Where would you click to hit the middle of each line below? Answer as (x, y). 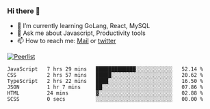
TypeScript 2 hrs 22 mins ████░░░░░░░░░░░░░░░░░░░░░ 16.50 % (105, 82)
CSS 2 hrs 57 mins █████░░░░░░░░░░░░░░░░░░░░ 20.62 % (105, 75)
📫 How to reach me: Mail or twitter (66, 41)
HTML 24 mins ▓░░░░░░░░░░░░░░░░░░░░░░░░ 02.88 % (105, 93)
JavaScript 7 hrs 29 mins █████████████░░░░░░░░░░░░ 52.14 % (105, 69)
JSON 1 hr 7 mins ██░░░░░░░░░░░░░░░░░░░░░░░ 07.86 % (105, 87)
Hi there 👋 (24, 11)
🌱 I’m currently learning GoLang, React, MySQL (83, 26)
